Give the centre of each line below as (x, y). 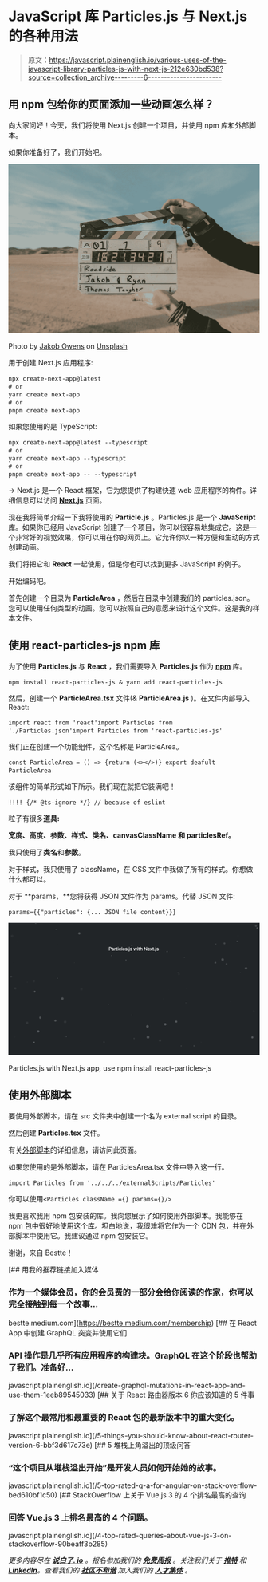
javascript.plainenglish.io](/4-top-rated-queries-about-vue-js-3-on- (120, 1536)
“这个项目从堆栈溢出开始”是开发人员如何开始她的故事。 (115, 1467)
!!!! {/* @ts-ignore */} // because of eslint (87, 803)
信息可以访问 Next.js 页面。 (61, 500)
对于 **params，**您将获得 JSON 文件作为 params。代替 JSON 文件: (122, 896)
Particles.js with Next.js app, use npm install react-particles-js (110, 1068)
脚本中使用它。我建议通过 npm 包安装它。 (84, 1235)
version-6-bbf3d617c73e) (51, 1445)
